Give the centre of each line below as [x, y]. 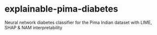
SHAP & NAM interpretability [33, 27]
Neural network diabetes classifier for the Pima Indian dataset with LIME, [78, 22]
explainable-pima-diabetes [62, 9]
